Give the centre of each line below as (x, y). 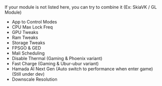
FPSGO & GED (26, 48)
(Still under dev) (28, 74)
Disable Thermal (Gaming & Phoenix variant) (57, 58)
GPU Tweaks (25, 32)
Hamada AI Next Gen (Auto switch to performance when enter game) (82, 69)
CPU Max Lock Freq (32, 27)
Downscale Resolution (34, 79)
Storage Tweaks (28, 43)
